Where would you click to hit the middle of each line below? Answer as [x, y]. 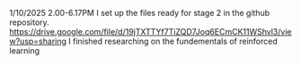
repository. [29, 22]
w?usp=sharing [38, 41]
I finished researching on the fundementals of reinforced [173, 41]
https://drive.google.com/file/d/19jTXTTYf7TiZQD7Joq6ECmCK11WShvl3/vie [150, 32]
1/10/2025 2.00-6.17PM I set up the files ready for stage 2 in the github [140, 13]
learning [25, 51]
